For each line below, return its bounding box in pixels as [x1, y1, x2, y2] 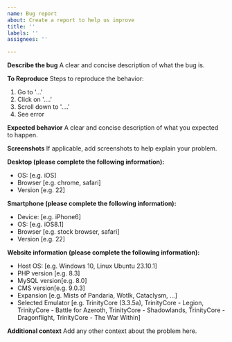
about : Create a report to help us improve [7, 17, 135, 24]
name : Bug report [7, 10, 57, 17]
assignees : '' [7, 36, 48, 43]
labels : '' [7, 29, 39, 37]
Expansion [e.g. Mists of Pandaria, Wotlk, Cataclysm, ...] [17, 291, 178, 300]
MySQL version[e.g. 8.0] [17, 277, 88, 285]
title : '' [7, 23, 36, 30]
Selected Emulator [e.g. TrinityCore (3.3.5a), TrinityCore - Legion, [17, 299, 204, 307]
